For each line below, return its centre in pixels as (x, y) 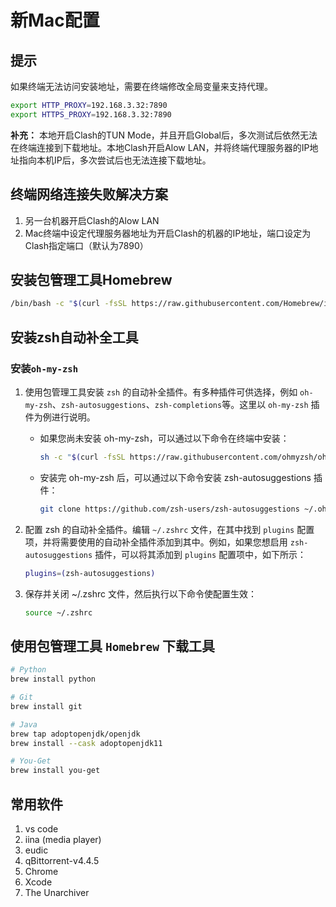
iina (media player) (63, 839)
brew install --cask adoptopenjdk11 (86, 743)
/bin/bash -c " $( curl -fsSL (69, 304)
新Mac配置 (55, 20)
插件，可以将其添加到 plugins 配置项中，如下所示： (200, 554)
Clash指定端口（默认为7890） (86, 245)
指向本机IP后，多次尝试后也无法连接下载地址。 (115, 160)
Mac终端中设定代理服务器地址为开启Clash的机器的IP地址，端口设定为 (168, 233)
